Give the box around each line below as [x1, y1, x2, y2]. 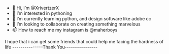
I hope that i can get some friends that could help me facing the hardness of [5, 39, 164, 44]
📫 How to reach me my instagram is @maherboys [12, 27, 118, 33]
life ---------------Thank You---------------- [5, 44, 97, 50]
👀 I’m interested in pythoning [12, 10, 72, 16]
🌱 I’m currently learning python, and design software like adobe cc [12, 16, 152, 21]
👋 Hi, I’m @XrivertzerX [12, 5, 59, 11]
